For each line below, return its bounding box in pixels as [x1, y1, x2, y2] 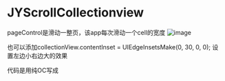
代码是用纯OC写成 [7, 66, 58, 74]
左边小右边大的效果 [12, 51, 67, 60]
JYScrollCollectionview [7, 5, 144, 21]
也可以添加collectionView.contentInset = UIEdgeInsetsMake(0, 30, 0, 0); [7, 43, 211, 51]
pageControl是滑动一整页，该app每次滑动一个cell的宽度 [7, 28, 166, 36]
